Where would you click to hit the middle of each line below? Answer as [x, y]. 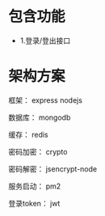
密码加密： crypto [38, 151]
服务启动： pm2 [35, 186]
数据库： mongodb [40, 117]
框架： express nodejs [46, 100]
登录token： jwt [34, 203]
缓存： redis [28, 134]
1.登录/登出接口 [45, 40]
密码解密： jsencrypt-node [53, 169]
